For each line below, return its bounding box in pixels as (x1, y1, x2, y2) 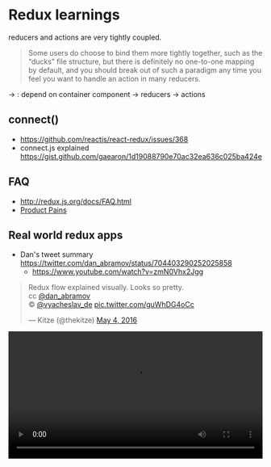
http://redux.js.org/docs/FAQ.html (19, 196, 131, 206)
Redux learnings (8, 6, 120, 24)
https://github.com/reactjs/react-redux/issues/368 (19, 134, 189, 144)
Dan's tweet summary (19, 250, 94, 259)
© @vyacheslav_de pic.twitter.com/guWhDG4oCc (27, 300, 195, 309)
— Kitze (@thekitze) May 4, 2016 (27, 315, 138, 325)
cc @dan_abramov (27, 291, 91, 301)
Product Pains (19, 204, 67, 215)
